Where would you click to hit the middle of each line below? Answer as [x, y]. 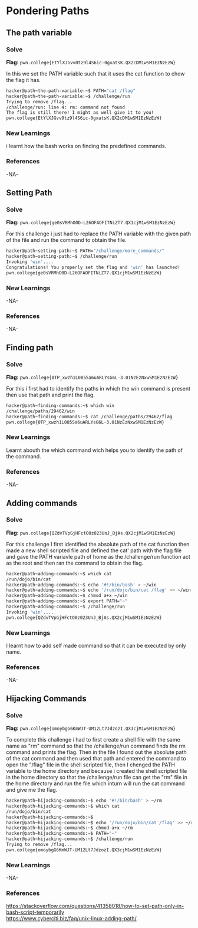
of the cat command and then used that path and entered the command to [96, 758]
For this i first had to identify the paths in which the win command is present [98, 389]
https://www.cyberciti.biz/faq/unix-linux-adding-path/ [71, 919]
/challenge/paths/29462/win [41, 411]
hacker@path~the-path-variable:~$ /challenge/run [68, 96]
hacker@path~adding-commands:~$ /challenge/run [66, 607]
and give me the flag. [32, 790]
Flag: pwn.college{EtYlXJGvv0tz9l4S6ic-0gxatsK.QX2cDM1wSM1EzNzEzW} [91, 62]
